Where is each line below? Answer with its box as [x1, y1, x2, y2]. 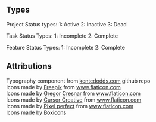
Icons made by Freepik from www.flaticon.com [6, 83, 121, 90]
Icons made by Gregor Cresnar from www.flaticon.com [6, 90, 141, 97]
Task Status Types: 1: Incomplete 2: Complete [6, 32, 118, 39]
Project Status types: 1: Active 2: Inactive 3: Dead [6, 20, 127, 28]
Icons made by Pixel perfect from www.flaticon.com [6, 102, 134, 109]
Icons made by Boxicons [6, 109, 67, 116]
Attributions [6, 61, 52, 71]
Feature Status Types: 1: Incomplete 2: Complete [6, 44, 125, 51]
